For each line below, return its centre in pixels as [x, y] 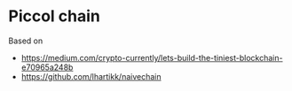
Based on [26, 41]
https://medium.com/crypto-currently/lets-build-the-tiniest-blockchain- [152, 57]
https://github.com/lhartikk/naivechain [91, 76]
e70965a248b [47, 67]
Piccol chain [55, 16]
